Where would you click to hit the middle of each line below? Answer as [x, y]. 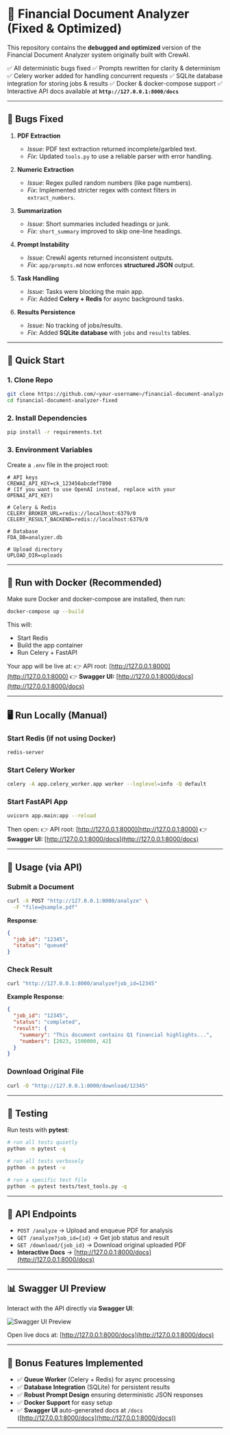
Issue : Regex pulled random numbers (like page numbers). [110, 183]
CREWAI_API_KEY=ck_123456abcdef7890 [59, 483]
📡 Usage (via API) [45, 867]
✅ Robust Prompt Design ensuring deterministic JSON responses [110, 1395]
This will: [20, 625]
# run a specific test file [47, 1180]
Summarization [39, 210]
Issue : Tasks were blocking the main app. [86, 291]
